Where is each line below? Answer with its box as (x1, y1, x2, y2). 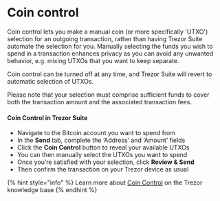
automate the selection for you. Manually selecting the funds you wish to (7, 42, 213, 50)
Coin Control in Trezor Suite (7, 113, 88, 121)
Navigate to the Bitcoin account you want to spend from (16, 129, 176, 137)
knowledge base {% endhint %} (7, 186, 98, 194)
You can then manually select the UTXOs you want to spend (16, 151, 188, 159)
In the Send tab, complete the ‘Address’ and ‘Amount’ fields (16, 136, 186, 145)
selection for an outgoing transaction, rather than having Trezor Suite (7, 34, 203, 43)
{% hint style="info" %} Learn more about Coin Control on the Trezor (7, 178, 203, 187)
